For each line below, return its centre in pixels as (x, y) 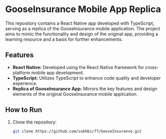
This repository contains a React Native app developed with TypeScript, (80, 23)
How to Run (24, 110)
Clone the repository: (35, 122)
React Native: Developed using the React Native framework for (78, 67)
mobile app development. (58, 73)
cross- (152, 67)
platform (21, 73)
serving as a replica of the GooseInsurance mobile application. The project (83, 28)
